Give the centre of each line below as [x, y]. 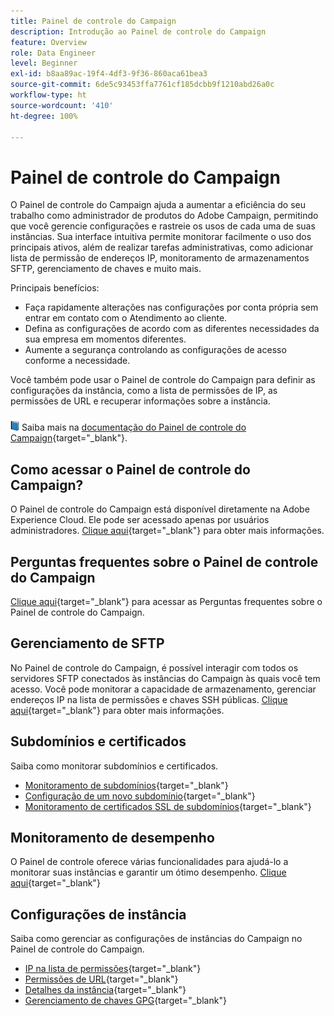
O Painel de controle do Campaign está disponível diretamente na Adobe [160, 509]
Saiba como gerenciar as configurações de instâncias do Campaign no [156, 939]
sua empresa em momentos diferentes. [105, 339]
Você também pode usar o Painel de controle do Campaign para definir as [163, 380]
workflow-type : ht [48, 95]
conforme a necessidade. [77, 361]
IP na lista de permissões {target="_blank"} [113, 969]
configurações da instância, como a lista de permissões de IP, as [144, 391]
